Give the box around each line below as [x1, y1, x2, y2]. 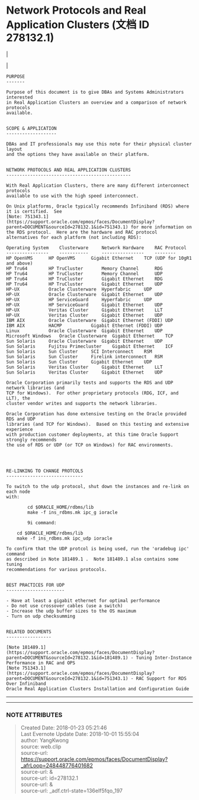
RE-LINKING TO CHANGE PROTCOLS [6, 468, 84, 474]
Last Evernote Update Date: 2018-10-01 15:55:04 [20, 731, 140, 738]
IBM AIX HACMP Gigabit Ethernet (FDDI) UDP [6, 323, 163, 329]
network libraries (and [6, 385, 65, 391]
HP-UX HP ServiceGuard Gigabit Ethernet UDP [6, 302, 163, 308]
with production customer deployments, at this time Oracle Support [6, 431, 179, 438]
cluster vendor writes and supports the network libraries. [6, 400, 158, 406]
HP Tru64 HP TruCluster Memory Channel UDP [6, 270, 163, 276]
